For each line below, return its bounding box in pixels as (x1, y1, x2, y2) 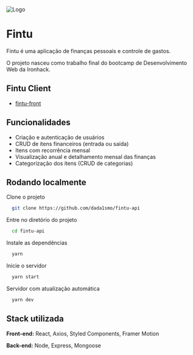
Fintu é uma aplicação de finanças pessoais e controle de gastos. (6, 47, 171, 54)
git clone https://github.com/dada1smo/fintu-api (12, 205, 140, 211)
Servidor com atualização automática (6, 285, 100, 292)
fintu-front (15, 100, 41, 107)
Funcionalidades (6, 117, 71, 128)
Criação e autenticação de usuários (15, 133, 105, 141)
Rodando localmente (6, 177, 86, 188)
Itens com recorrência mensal (15, 147, 90, 154)
